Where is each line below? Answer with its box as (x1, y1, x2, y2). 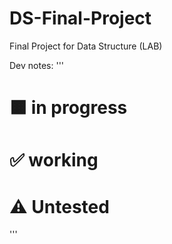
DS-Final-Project (9, 7, 152, 30)
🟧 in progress (9, 97, 128, 119)
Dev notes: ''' (9, 59, 65, 71)
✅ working (9, 149, 99, 172)
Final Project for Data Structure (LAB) (9, 40, 163, 52)
